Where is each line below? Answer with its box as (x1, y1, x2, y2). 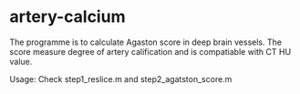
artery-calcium (9, 6, 126, 27)
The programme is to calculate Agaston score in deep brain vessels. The (9, 37, 283, 47)
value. (9, 56, 33, 67)
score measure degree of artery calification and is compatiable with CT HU (9, 46, 292, 57)
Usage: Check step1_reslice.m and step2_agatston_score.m (9, 73, 233, 84)
